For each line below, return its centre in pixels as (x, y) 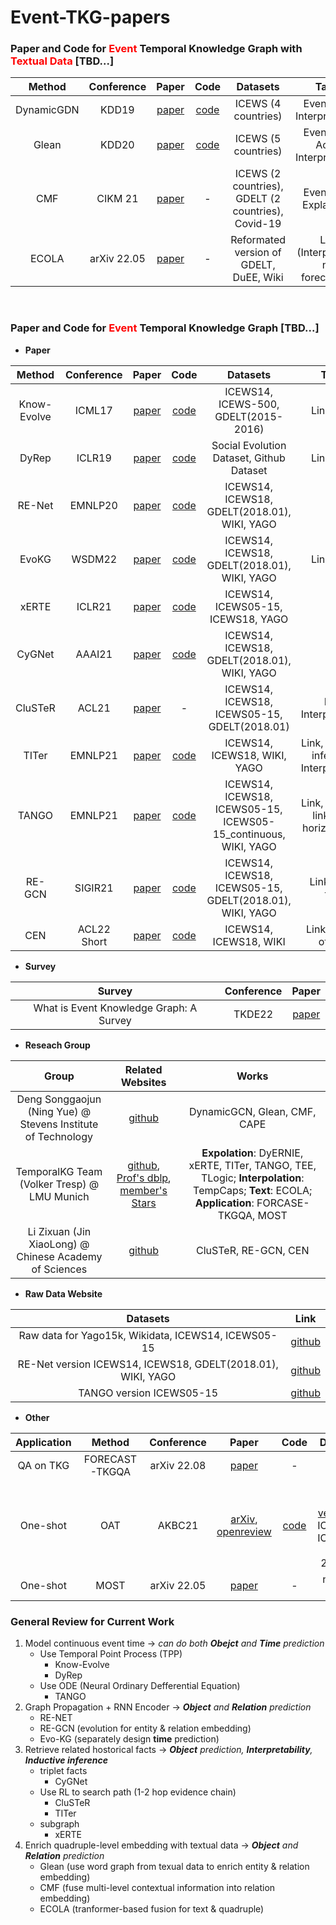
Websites (143, 1082)
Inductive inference (66, 1760)
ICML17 (93, 410)
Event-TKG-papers (90, 17)
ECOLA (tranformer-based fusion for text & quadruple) (152, 1909)
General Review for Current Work (92, 1621)
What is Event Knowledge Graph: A (115, 1008)
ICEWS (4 (258, 104)
